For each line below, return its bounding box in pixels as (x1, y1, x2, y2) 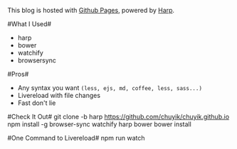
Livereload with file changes (17, 92, 101, 99)
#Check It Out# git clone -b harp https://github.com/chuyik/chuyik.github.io (7, 113, 230, 121)
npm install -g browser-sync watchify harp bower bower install (7, 120, 192, 128)
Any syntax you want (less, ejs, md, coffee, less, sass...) (17, 84, 203, 92)
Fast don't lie (17, 99, 56, 107)
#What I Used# (7, 20, 52, 28)
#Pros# (7, 70, 29, 78)
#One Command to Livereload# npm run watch (7, 134, 145, 142)
